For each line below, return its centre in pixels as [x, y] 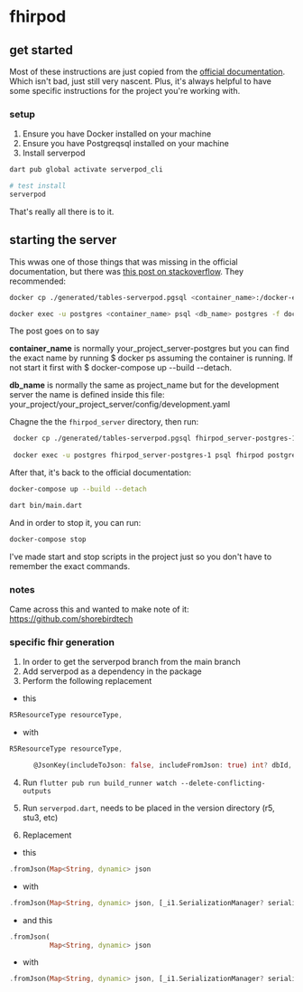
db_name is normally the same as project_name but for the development [144, 385]
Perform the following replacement [87, 681]
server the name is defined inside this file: [87, 395]
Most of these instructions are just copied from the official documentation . [147, 71]
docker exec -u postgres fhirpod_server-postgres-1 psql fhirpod [138, 455]
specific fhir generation [62, 641]
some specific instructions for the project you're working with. [125, 91]
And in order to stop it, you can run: [75, 522]
